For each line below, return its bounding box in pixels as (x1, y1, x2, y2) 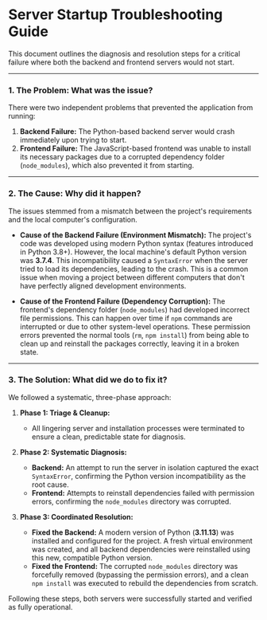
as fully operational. (8, 602, 73, 611)
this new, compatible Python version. (31, 552, 153, 563)
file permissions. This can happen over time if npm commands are (19, 313, 233, 323)
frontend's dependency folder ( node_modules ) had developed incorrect (19, 304, 250, 314)
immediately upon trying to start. (19, 135, 127, 145)
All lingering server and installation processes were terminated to (31, 423, 245, 433)
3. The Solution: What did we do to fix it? (8, 375, 168, 386)
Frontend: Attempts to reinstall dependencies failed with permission (31, 488, 255, 497)
